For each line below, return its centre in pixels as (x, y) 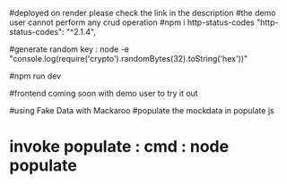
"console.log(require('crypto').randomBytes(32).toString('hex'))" (129, 59)
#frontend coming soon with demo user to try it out (104, 93)
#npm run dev (35, 76)
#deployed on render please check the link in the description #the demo (143, 13)
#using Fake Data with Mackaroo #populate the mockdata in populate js (142, 110)
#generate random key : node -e (70, 49)
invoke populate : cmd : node (119, 147)
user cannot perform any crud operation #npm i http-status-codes (132, 22)
